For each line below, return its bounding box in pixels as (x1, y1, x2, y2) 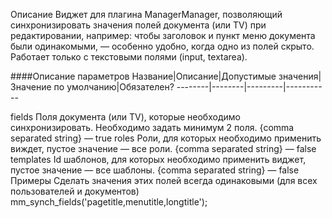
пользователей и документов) (10, 185, 140, 197)
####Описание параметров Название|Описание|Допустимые (10, 70, 277, 82)
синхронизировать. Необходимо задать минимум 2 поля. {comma (10, 122, 295, 133)
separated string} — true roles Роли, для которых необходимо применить (10, 132, 322, 144)
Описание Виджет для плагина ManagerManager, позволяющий (10, 9, 283, 20)
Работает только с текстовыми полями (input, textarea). (10, 51, 248, 63)
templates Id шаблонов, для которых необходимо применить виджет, (10, 154, 307, 165)
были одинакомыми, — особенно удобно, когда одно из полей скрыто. (10, 40, 315, 52)
